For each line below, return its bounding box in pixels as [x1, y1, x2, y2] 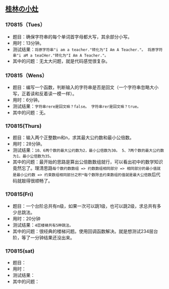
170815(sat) [5, 247, 35, 254]
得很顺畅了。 [26, 178, 53, 184]
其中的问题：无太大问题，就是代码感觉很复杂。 [12, 58, 110, 64]
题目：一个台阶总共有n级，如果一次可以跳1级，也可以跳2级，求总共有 [12, 203, 157, 209]
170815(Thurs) [5, 122, 42, 129]
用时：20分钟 [12, 215, 41, 221]
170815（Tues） [5, 21, 45, 28]
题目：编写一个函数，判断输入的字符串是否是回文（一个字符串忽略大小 [12, 84, 159, 90]
